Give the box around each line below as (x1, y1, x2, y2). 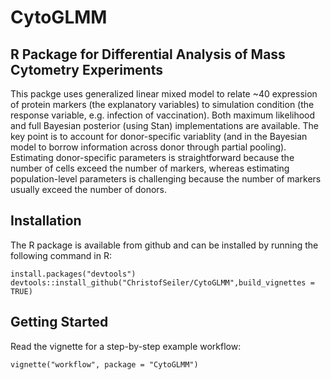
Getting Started (10, 314, 109, 331)
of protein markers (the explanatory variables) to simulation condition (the (10, 99, 315, 110)
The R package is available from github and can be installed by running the (10, 239, 319, 251)
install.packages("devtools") (10, 269, 137, 279)
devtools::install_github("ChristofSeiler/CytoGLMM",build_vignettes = (10, 277, 315, 288)
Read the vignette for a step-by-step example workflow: (10, 340, 242, 352)
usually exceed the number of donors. (10, 184, 168, 195)
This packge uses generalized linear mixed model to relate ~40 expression (10, 88, 318, 100)
